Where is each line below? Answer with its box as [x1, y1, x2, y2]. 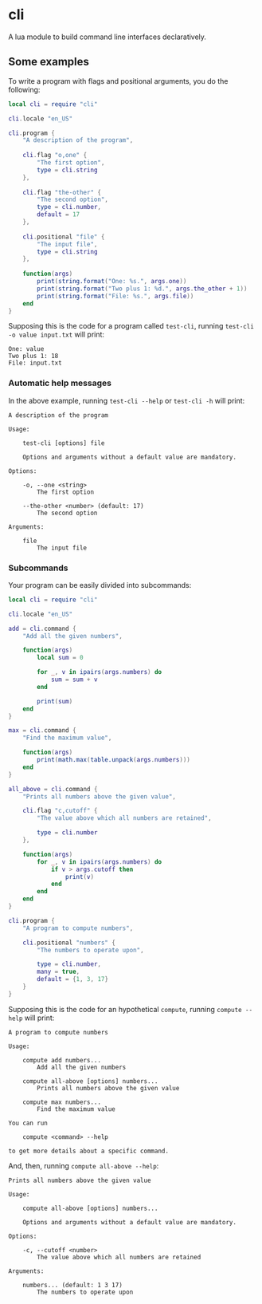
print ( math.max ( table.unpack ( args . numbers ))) [37, 756, 191, 764]
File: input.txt [8, 359, 62, 368]
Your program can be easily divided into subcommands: [8, 580, 192, 589]
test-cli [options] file [22, 439, 105, 447]
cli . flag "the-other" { [22, 188, 102, 196]
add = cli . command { [8, 624, 77, 632]
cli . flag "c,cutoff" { [22, 807, 98, 815]
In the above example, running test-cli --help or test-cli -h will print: [8, 396, 245, 405]
